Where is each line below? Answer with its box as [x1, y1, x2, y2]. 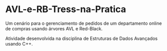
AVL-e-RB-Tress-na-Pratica [5, 4, 127, 15]
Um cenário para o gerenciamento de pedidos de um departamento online [5, 20, 162, 26]
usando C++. [5, 40, 33, 46]
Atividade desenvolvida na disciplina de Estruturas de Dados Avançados [5, 35, 158, 41]
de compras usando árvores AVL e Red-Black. [5, 25, 103, 31]
